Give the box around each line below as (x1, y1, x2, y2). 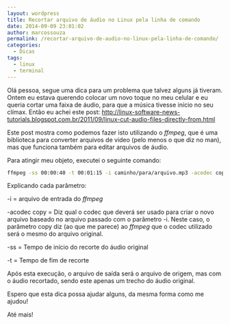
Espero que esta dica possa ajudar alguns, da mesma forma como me (7, 290, 204, 298)
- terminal (13, 67, 44, 74)
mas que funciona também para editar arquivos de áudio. (7, 143, 169, 151)
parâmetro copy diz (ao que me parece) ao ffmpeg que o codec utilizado (7, 223, 213, 231)
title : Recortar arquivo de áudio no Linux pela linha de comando (7, 16, 201, 23)
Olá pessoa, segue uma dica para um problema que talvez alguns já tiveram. (7, 86, 223, 94)
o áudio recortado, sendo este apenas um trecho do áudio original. (7, 277, 196, 285)
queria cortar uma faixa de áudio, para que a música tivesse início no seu (7, 100, 214, 109)
